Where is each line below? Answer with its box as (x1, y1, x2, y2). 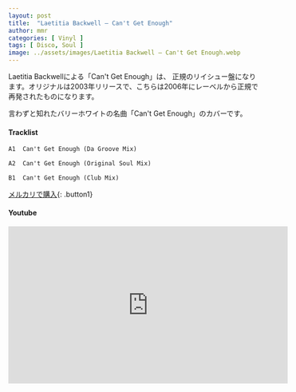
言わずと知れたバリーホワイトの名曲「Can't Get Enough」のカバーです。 (8, 109, 247, 118)
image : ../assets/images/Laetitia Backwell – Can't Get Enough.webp (8, 49, 241, 57)
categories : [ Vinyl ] (8, 34, 84, 42)
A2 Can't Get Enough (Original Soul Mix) (8, 160, 152, 168)
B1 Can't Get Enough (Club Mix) (8, 173, 120, 182)
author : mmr (8, 26, 48, 34)
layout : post (8, 11, 52, 20)
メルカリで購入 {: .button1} (8, 189, 93, 199)
